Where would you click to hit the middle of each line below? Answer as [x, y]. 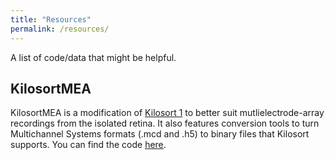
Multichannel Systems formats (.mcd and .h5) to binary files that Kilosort [160, 134]
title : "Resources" [51, 19]
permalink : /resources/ [60, 29]
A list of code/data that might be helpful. [93, 57]
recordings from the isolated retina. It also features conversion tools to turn [165, 123]
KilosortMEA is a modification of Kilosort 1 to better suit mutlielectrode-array [167, 113]
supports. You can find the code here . [88, 145]
